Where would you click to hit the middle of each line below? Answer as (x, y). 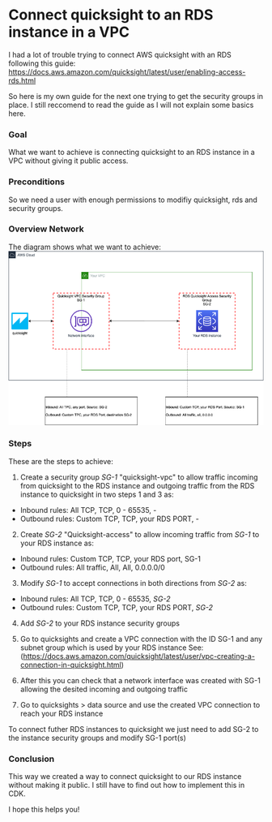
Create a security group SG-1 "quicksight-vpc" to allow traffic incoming (139, 477)
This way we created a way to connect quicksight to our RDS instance (125, 776)
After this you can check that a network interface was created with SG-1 (140, 680)
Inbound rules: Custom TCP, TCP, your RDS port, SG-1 (110, 558)
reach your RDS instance (62, 713)
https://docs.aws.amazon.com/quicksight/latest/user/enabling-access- (127, 71)
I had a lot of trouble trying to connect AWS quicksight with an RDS (120, 54)
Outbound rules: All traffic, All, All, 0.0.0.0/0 (93, 567)
